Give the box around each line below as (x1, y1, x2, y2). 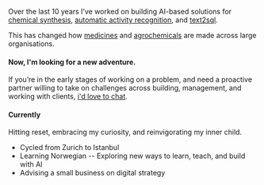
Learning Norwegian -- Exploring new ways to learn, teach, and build (19, 151, 246, 161)
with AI (19, 160, 43, 169)
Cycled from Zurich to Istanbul (19, 143, 120, 152)
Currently (8, 110, 41, 119)
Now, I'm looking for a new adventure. (8, 57, 136, 67)
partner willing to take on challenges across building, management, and (8, 83, 242, 93)
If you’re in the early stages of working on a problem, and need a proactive (8, 75, 252, 84)
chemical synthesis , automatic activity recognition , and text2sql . (8, 15, 218, 25)
